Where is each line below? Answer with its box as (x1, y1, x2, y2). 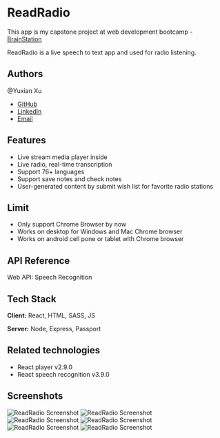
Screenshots (7, 390, 63, 402)
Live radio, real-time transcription (17, 160, 112, 168)
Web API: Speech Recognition (7, 273, 92, 282)
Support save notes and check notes (17, 174, 122, 183)
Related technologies (7, 344, 101, 356)
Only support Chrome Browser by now (17, 220, 127, 229)
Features (7, 134, 46, 146)
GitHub (17, 100, 38, 108)
